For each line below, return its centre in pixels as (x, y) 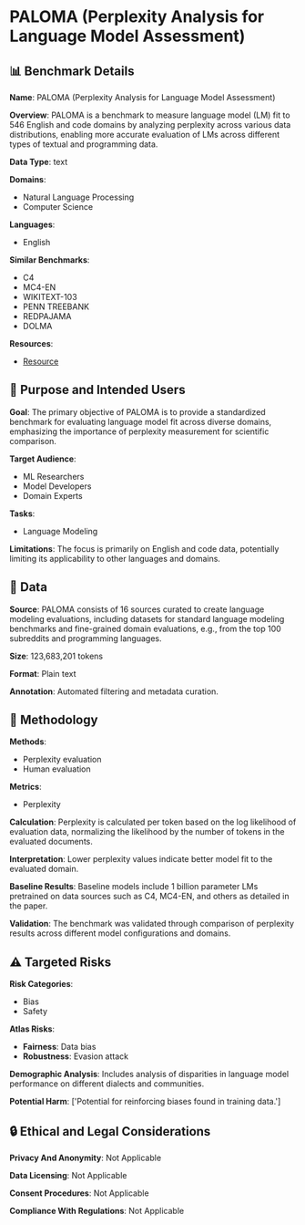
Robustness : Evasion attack (76, 1056)
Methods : (28, 742)
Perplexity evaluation (62, 760)
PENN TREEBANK (56, 306)
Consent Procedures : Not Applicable (79, 1193)
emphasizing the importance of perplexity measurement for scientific (139, 431)
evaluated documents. (51, 842)
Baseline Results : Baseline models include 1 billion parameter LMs (134, 887)
